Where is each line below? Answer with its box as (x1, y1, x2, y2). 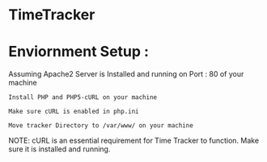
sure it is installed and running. (8, 144, 111, 154)
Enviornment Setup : (8, 43, 150, 61)
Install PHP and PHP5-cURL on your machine (8, 93, 158, 102)
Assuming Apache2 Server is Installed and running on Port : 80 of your (8, 69, 244, 79)
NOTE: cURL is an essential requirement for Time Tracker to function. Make (8, 135, 260, 146)
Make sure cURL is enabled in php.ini (8, 107, 139, 116)
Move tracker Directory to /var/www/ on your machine (8, 122, 194, 130)
